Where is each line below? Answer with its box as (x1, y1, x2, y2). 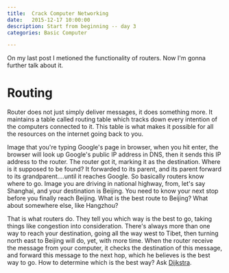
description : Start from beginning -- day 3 (7, 23, 136, 29)
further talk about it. (7, 61, 64, 69)
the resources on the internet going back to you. (7, 130, 144, 138)
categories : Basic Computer (7, 29, 88, 36)
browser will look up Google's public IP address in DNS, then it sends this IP (7, 150, 221, 158)
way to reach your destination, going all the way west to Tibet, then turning (7, 229, 219, 237)
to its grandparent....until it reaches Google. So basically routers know (7, 172, 204, 180)
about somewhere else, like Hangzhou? (7, 202, 119, 210)
